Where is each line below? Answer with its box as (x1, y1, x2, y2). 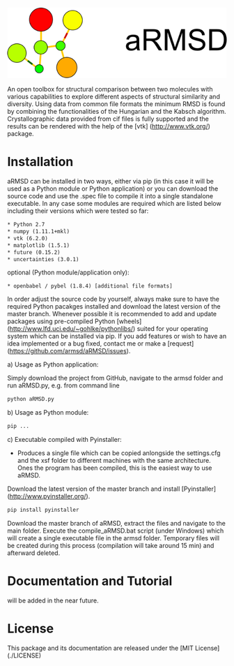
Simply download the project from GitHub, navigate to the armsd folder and (7, 374, 224, 383)
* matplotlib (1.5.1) (7, 242, 70, 249)
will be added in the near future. (7, 596, 99, 605)
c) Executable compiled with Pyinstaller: (7, 435, 122, 443)
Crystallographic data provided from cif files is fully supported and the (7, 114, 209, 123)
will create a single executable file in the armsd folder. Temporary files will (7, 533, 220, 542)
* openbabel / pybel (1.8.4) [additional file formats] (7, 283, 173, 290)
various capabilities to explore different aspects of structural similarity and (7, 92, 221, 101)
